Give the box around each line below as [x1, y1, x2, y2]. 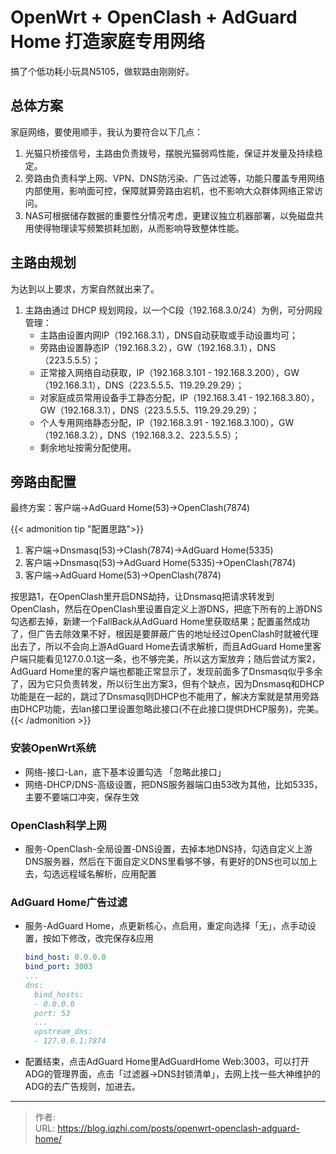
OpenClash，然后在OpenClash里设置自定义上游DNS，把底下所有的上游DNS [10, 603, 323, 615]
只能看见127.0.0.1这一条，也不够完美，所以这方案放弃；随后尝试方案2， [27, 653, 321, 665]
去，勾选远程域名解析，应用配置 [24, 867, 157, 880]
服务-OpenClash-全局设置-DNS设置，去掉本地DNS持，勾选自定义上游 [24, 842, 313, 855]
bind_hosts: [34, 989, 84, 1000]
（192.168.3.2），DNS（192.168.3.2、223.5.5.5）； [39, 429, 242, 441]
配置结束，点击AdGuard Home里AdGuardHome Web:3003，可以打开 [24, 1056, 310, 1068]
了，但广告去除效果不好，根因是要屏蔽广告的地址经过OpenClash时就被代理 [10, 628, 319, 640]
